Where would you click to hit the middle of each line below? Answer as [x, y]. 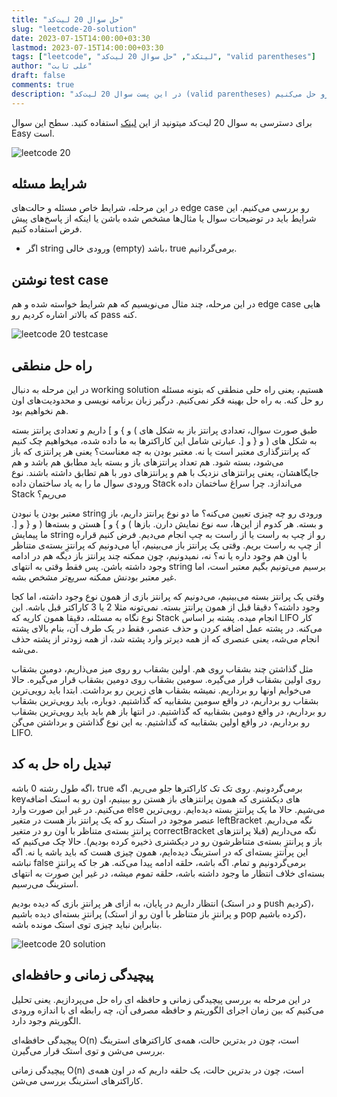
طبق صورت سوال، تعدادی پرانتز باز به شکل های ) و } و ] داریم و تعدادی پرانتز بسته [164, 430]
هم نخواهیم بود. [40, 411]
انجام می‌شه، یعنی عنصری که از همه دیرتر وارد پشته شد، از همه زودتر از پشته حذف [165, 639]
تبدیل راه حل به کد [61, 764]
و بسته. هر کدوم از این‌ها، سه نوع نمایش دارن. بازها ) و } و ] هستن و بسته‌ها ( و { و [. [167, 524]
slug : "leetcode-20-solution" [74, 29]
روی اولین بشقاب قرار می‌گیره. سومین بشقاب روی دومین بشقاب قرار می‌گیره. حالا [166, 680]
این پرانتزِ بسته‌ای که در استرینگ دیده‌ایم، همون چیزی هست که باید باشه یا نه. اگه [160, 852]
